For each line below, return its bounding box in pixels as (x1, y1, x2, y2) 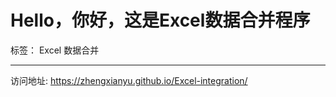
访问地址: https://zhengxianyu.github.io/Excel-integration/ (10, 74, 248, 86)
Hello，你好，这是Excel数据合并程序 (10, 9, 311, 32)
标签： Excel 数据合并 (10, 44, 100, 56)
